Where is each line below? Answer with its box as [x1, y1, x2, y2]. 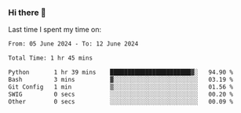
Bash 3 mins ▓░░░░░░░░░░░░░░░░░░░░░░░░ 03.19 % [8, 75, 234, 83]
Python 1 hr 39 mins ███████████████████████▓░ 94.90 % [8, 68, 234, 77]
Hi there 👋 [8, 7, 47, 18]
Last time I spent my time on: [8, 25, 102, 35]
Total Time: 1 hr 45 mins [8, 54, 93, 62]
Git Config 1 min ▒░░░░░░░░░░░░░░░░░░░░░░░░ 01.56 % [8, 82, 234, 91]
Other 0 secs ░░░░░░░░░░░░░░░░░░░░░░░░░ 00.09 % [8, 97, 234, 105]
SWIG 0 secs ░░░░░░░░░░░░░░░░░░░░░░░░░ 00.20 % [8, 90, 234, 98]
